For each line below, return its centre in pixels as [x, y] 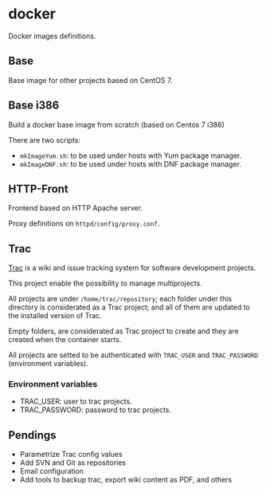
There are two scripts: [45, 140]
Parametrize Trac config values [71, 455]
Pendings [33, 435]
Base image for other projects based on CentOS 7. [90, 80]
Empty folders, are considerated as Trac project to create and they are [123, 331]
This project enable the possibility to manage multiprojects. [106, 283]
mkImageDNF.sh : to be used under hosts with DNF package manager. [130, 163]
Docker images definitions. [52, 36]
